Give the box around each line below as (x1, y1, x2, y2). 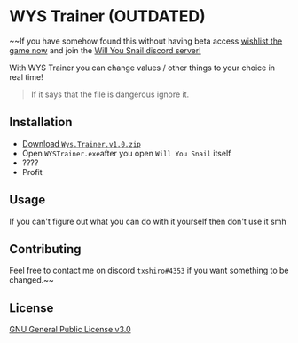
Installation (9, 115, 73, 130)
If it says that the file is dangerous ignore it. (30, 89, 190, 100)
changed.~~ (9, 275, 55, 285)
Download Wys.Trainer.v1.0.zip (21, 138, 142, 148)
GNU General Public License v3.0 (9, 324, 131, 335)
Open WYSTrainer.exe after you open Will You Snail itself (21, 148, 231, 158)
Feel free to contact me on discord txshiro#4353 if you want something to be (9, 265, 290, 276)
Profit (21, 166, 43, 177)
